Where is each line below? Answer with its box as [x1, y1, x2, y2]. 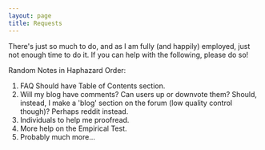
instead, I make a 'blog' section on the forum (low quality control [19, 98, 233, 107]
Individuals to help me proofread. [19, 115, 130, 124]
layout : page [8, 11, 52, 20]
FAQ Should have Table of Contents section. [19, 81, 166, 91]
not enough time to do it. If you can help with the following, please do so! [8, 50, 249, 59]
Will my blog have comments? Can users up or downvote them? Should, [19, 89, 258, 99]
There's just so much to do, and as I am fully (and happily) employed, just [8, 41, 251, 51]
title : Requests [8, 19, 62, 27]
